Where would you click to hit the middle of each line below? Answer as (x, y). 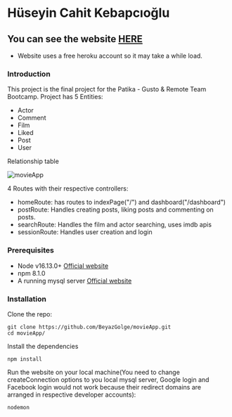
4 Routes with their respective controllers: (68, 188)
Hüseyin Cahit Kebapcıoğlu (89, 13)
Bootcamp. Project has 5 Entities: (55, 97)
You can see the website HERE (75, 39)
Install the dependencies (43, 346)
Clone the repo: (30, 314)
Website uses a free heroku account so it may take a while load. (110, 56)
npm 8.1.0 (31, 273)
